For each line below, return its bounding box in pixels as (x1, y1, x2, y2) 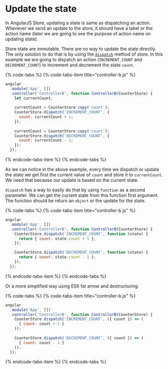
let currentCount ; (14, 96, 53, 101)
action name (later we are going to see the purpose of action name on (5, 30, 151, 36)
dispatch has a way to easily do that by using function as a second (5, 187, 145, 193)
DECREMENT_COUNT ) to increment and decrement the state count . (5, 62, 135, 68)
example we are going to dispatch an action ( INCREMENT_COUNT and (5, 56, 143, 62)
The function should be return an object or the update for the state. (5, 198, 146, 204)
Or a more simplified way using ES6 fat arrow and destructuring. (5, 283, 139, 289)
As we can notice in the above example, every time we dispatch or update (5, 167, 159, 173)
